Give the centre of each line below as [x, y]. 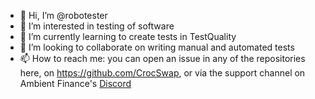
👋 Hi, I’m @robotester [63, 15]
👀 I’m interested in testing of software [97, 26]
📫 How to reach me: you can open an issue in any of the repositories [162, 58]
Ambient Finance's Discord [75, 83]
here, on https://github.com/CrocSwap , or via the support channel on [162, 73]
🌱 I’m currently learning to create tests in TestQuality [128, 36]
